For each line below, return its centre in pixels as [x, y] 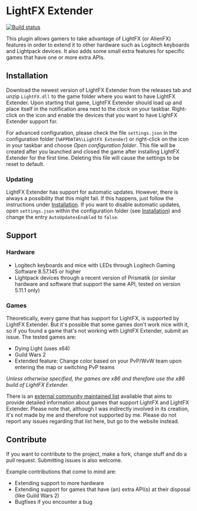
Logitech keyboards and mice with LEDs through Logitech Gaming [95, 265]
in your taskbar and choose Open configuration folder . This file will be [91, 145]
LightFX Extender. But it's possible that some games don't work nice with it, [98, 324]
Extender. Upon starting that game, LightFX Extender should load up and [94, 102]
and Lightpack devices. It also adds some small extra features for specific [96, 51]
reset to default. [26, 164]
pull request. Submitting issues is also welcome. [64, 460]
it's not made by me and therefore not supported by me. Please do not [91, 415]
